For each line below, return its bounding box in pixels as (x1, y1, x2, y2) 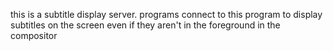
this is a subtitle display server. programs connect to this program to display (10, 9, 323, 20)
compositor (10, 30, 58, 41)
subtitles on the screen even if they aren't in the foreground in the (10, 19, 281, 31)
